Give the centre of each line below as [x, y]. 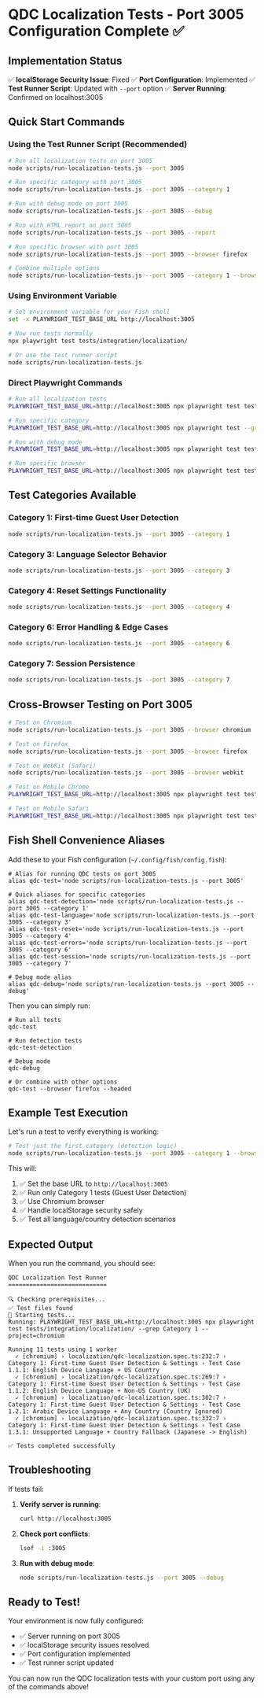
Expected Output [51, 1244]
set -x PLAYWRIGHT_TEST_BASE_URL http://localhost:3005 [101, 319]
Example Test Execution [68, 1113]
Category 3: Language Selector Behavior [88, 554]
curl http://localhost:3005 [65, 1519]
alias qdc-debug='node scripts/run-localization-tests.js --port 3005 [126, 984]
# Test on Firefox [38, 744]
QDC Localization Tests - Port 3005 [126, 15]
